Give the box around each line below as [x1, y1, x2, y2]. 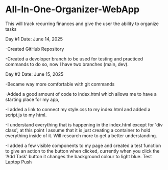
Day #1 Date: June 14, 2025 [5, 36, 63, 42]
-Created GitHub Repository [5, 46, 64, 52]
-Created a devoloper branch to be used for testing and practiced [5, 55, 143, 62]
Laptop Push [5, 159, 32, 165]
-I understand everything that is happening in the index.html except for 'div [5, 121, 163, 128]
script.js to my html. [5, 112, 47, 118]
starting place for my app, [5, 96, 60, 102]
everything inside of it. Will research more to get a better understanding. [5, 132, 157, 139]
